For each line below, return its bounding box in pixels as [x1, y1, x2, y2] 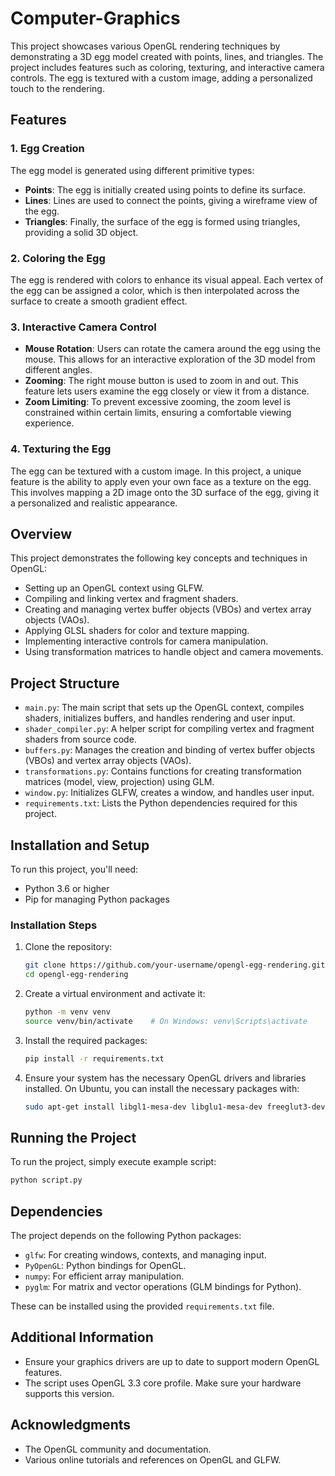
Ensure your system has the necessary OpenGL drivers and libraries [24, 1072, 307, 1084]
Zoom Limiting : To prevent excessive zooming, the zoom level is [24, 396, 292, 408]
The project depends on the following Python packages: [10, 1230, 242, 1241]
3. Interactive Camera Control [10, 320, 157, 334]
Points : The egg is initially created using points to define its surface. [24, 183, 306, 196]
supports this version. [24, 1387, 115, 1399]
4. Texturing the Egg [10, 442, 112, 456]
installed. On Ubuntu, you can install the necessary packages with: [24, 1082, 300, 1094]
